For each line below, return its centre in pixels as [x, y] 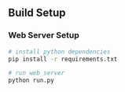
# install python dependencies [59, 52]
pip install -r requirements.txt [63, 59]
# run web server [37, 73]
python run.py [31, 81]
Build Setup [37, 13]
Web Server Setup [44, 35]
